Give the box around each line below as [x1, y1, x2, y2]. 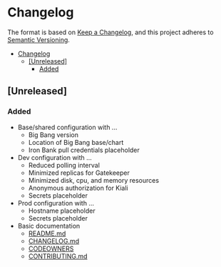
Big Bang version [28, 130, 78, 139]
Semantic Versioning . [7, 35, 70, 44]
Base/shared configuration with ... [17, 123, 118, 131]
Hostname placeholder [28, 206, 96, 215]
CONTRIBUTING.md [28, 251, 88, 261]
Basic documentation [17, 221, 81, 230]
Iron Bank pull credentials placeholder [28, 146, 140, 154]
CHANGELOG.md [28, 236, 80, 245]
